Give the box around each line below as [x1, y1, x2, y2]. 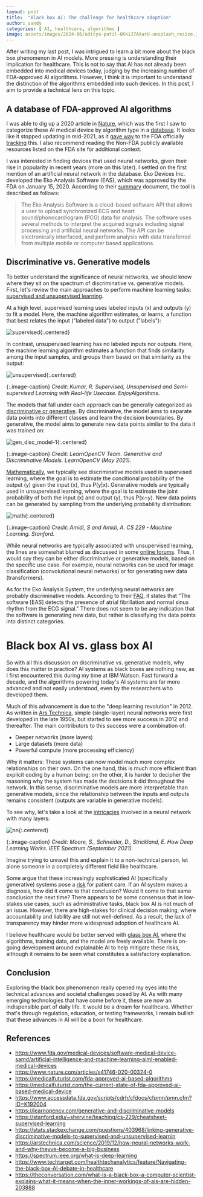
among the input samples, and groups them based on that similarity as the [6, 353, 192, 360]
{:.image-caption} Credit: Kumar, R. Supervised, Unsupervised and [6, 383, 172, 390]
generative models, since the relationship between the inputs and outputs [6, 790, 189, 797]
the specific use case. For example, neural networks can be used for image [6, 561, 194, 568]
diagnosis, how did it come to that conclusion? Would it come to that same [6, 887, 192, 894]
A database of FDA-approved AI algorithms [6, 104, 172, 114]
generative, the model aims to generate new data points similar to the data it [6, 420, 196, 428]
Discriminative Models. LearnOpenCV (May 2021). [6, 457, 132, 464]
